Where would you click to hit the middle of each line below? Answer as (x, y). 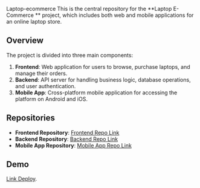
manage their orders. (41, 73)
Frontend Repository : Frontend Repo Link (67, 132)
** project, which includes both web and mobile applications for (115, 15)
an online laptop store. (34, 21)
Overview (25, 41)
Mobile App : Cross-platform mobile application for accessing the (96, 92)
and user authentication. (45, 86)
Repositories (31, 118)
